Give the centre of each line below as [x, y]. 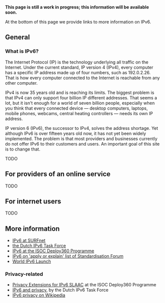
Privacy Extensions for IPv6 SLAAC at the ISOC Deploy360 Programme [84, 285]
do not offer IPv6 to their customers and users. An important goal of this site [82, 144]
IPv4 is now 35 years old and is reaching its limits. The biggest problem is [80, 92]
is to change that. [23, 149]
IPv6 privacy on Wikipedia [39, 295]
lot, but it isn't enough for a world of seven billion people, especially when [80, 103]
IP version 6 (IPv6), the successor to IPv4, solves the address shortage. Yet [82, 128]
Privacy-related [24, 274]
